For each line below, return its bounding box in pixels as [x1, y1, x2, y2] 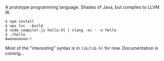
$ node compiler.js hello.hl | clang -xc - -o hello [5, 28, 117, 33]
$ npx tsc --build [5, 23, 43, 28]
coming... [5, 51, 25, 56]
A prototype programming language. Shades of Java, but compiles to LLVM [5, 4, 160, 10]
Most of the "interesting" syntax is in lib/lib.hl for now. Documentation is [5, 45, 159, 51]
